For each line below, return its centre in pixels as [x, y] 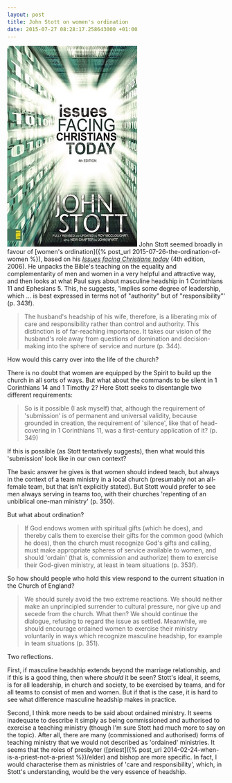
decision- [197, 339]
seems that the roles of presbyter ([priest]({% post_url [84, 750]
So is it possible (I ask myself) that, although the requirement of [115, 408]
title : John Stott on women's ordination [68, 22]
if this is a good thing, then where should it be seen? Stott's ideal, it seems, [114, 678]
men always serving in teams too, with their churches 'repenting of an [107, 494]
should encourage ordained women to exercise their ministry [111, 629]
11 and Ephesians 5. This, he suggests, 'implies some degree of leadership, [114, 289]
